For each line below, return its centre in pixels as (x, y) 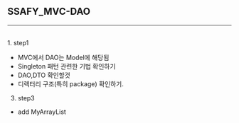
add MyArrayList (42, 112)
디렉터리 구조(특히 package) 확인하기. (71, 83)
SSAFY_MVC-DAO (49, 12)
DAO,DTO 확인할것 (44, 75)
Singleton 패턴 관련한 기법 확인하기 (67, 66)
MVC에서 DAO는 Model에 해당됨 (63, 57)
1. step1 (18, 42)
